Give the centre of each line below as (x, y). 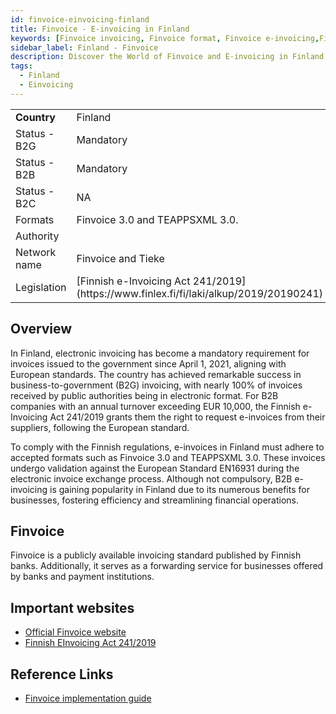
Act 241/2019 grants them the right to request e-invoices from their (187, 417)
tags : (21, 66)
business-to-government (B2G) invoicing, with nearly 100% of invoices (156, 385)
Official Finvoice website (75, 632)
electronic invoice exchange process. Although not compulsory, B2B (151, 478)
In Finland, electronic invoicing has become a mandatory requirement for (160, 353)
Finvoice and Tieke (120, 258)
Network (36, 252)
